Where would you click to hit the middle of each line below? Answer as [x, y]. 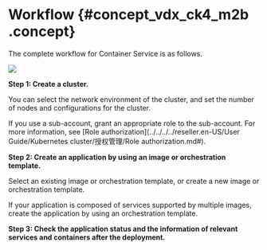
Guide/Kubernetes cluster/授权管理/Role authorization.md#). [107, 141]
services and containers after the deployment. [87, 237]
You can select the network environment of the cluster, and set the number [132, 99]
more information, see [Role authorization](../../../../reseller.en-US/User [124, 131]
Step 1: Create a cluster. [49, 84]
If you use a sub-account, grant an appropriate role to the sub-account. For [132, 123]
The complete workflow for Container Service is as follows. [106, 53]
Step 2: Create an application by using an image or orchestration [117, 157]
